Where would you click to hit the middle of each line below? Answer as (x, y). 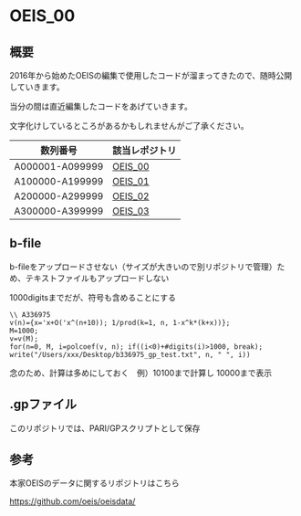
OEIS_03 (131, 211)
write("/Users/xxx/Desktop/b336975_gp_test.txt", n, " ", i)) (130, 354)
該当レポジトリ (145, 150)
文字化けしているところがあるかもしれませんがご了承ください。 (129, 126)
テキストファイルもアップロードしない (97, 278)
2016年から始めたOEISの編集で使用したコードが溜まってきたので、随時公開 (151, 75)
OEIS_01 (131, 181)
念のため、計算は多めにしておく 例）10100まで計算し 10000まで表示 (141, 373)
